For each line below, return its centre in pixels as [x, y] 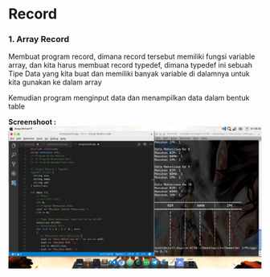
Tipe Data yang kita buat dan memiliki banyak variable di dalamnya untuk [129, 74]
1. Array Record [39, 39]
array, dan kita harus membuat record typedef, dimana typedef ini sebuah [131, 65]
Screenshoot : [33, 122]
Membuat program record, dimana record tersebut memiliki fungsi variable [132, 56]
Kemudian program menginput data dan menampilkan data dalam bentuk [129, 98]
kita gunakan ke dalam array [55, 82]
